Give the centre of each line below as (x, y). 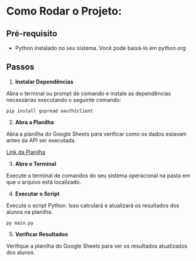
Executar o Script (37, 193)
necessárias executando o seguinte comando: (64, 100)
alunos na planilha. (30, 212)
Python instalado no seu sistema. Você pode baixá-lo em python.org (100, 48)
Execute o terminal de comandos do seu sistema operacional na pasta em (98, 175)
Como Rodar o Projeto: (64, 11)
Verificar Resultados (41, 234)
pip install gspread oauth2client (50, 111)
